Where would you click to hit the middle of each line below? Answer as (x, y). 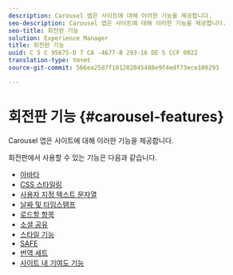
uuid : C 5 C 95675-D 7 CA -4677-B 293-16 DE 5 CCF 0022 (103, 53)
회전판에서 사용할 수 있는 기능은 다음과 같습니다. (83, 157)
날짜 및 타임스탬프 (47, 204)
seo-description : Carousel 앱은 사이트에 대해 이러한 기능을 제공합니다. (117, 23)
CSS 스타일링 (41, 184)
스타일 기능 (37, 234)
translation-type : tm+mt (49, 61)
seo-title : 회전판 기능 (43, 30)
